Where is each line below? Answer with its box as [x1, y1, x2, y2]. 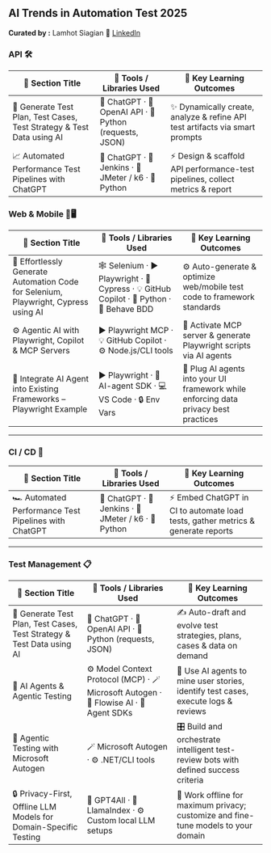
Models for [12, 812, 54, 822]
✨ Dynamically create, [170, 101, 255, 112]
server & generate [182, 330, 252, 341]
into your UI [182, 374, 227, 385]
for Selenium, [12, 286, 63, 298]
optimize [182, 271, 216, 282]
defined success [177, 764, 240, 775]
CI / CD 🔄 [8, 446, 44, 458]
